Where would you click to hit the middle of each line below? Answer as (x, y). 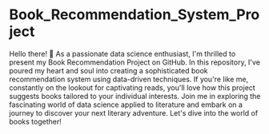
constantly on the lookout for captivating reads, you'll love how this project (132, 87)
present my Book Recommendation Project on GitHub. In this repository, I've (135, 62)
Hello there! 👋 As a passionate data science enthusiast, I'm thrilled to (122, 53)
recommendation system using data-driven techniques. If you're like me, (129, 79)
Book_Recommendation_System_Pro (134, 15)
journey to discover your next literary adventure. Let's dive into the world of (134, 112)
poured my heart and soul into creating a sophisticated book (109, 70)
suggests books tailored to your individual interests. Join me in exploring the (135, 96)
